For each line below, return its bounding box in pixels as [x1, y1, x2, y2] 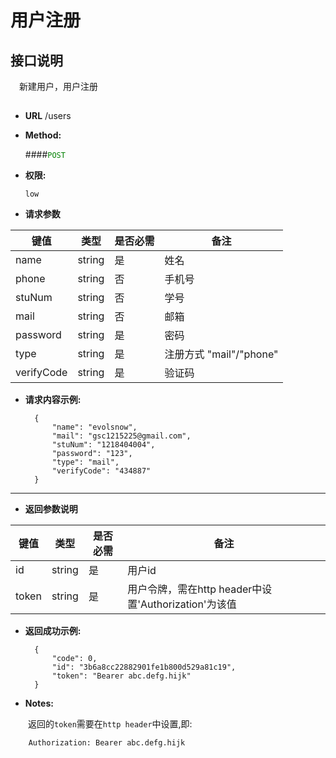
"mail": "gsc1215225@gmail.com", [51, 431, 192, 441]
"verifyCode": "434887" [51, 466, 152, 476]
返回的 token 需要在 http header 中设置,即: [27, 718, 193, 730]
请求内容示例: [24, 394, 82, 406]
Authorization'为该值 [140, 597, 237, 611]
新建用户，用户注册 [18, 81, 98, 92]
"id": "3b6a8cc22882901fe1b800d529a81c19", [51, 662, 237, 673]
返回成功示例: [24, 625, 82, 637]
